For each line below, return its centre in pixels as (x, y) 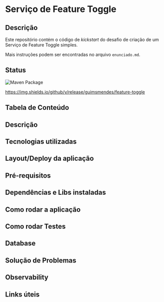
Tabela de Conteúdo (37, 108)
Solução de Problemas (41, 260)
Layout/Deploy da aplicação (50, 158)
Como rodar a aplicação (43, 209)
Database (20, 243)
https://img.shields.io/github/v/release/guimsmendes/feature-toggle (75, 92)
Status (16, 70)
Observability (27, 277)
